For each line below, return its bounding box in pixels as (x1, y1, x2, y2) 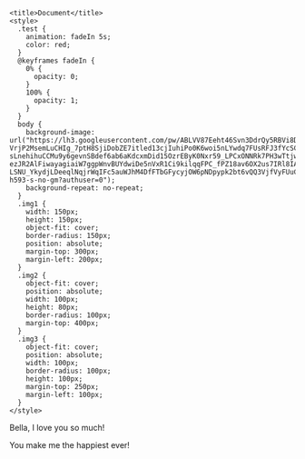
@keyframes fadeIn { (17, 56, 95, 65)
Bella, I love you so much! (9, 423, 105, 433)
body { (17, 120, 43, 129)
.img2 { (17, 271, 47, 280)
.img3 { (17, 334, 47, 344)
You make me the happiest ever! (9, 440, 130, 450)
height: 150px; (25, 215, 84, 225)
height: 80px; (25, 303, 79, 312)
